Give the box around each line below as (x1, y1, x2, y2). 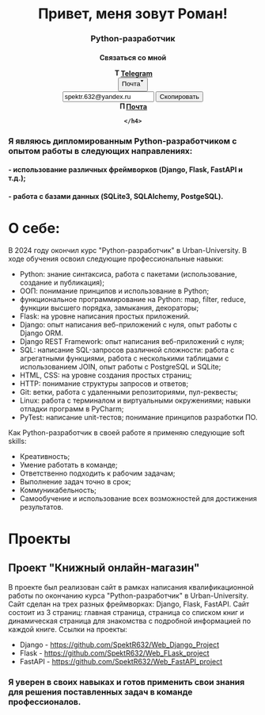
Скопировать (159, 92, 199, 101)
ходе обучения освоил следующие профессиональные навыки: (8, 254, 224, 263)
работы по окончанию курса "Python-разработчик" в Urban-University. (8, 591, 249, 600)
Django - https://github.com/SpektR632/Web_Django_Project (19, 640, 220, 649)
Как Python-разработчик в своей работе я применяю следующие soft (8, 427, 245, 437)
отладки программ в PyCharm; (19, 403, 124, 413)
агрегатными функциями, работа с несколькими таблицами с (19, 354, 229, 363)
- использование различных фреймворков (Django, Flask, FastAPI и (8, 165, 243, 174)
